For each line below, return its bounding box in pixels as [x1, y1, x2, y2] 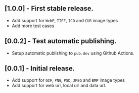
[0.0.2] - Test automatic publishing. [4, 37, 117, 45]
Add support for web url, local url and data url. [11, 83, 107, 89]
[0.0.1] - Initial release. [4, 64, 75, 73]
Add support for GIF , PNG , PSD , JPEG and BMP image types [11, 77, 125, 83]
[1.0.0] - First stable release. [4, 4, 93, 13]
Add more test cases [11, 23, 54, 29]
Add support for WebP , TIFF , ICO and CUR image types [11, 17, 118, 23]
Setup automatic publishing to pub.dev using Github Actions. [11, 50, 135, 56]
